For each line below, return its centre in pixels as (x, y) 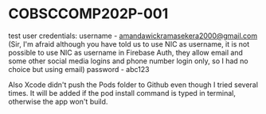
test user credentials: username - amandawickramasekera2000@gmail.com (133, 36)
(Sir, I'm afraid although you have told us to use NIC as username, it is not (129, 44)
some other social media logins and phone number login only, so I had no (128, 61)
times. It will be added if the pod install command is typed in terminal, (122, 93)
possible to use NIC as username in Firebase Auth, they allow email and (125, 52)
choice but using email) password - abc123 (79, 69)
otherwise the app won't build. (58, 101)
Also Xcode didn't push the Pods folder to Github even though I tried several (133, 85)
